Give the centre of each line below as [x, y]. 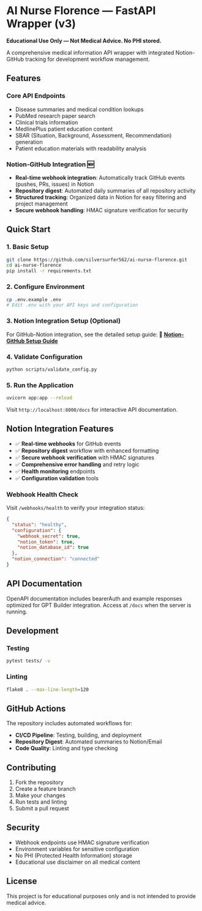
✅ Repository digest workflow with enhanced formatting [87, 450]
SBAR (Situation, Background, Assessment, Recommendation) [93, 135]
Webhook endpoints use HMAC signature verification [82, 842]
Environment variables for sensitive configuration [77, 849]
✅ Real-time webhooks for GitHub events [68, 444]
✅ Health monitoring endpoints [55, 471]
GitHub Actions [36, 708]
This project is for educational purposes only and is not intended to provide [101, 896]
